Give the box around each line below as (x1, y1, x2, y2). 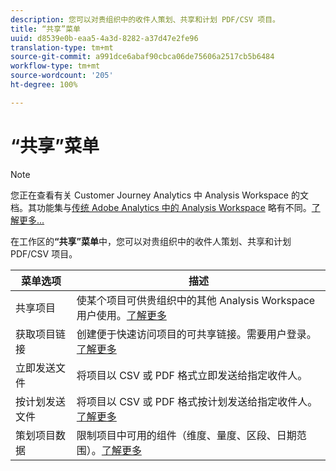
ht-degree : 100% (10, 80, 78, 90)
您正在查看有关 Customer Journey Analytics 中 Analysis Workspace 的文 (10, 189, 309, 201)
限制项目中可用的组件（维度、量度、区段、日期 (76, 428, 297, 442)
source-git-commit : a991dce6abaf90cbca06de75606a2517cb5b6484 (10, 52, 275, 62)
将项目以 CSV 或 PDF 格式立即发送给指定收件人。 (76, 368, 308, 382)
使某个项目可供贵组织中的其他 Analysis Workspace (76, 293, 316, 307)
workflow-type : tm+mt (10, 61, 101, 71)
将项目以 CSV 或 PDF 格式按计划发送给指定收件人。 (76, 394, 318, 408)
